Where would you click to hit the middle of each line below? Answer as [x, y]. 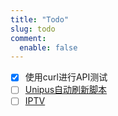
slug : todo [33, 29]
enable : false [48, 47]
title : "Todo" [40, 19]
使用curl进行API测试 [66, 77]
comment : [28, 38]
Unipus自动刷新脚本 [66, 90]
